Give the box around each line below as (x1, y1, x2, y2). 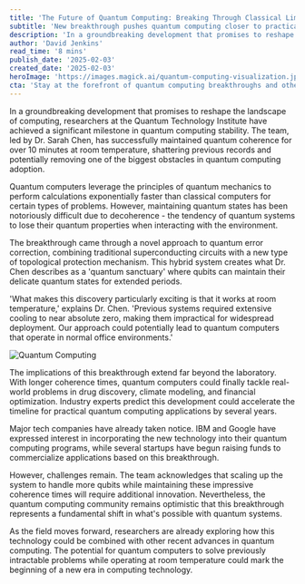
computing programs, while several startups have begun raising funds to (9, 442, 281, 453)
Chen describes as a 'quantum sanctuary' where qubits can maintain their (9, 266, 286, 277)
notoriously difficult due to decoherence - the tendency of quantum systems (9, 209, 296, 220)
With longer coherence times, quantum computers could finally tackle (9, 376, 271, 387)
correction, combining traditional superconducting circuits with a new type (9, 247, 289, 258)
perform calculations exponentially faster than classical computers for (9, 190, 271, 201)
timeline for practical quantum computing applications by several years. (9, 405, 278, 416)
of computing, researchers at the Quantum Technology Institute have (9, 115, 268, 126)
